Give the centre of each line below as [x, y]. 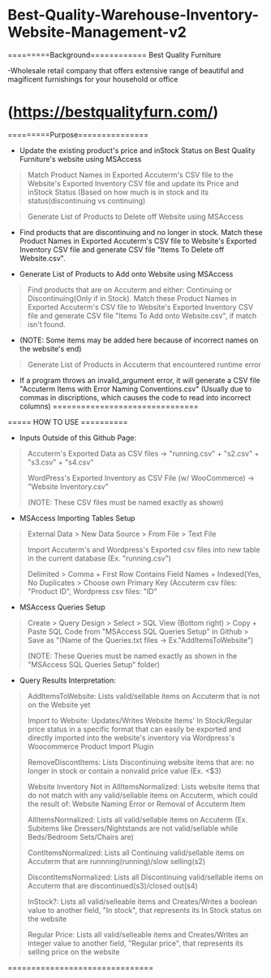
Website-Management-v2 [97, 32]
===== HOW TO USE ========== [68, 421]
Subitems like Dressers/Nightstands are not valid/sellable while [133, 828]
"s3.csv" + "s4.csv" [60, 462]
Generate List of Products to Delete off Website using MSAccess [135, 216]
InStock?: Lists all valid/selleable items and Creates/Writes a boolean [142, 902]
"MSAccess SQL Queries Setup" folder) [93, 664]
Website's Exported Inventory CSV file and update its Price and [133, 183]
